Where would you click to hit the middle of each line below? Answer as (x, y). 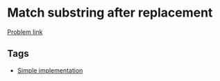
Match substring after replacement (110, 13)
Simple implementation (50, 70)
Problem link (25, 32)
